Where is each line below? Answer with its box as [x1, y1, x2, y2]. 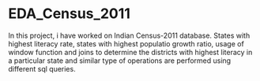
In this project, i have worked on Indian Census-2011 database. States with [8, 31, 251, 40]
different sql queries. [8, 64, 77, 73]
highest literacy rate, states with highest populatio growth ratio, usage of [8, 39, 245, 48]
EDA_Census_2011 [8, 5, 130, 23]
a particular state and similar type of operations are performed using [8, 56, 232, 65]
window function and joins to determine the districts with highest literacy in [8, 47, 253, 57]
